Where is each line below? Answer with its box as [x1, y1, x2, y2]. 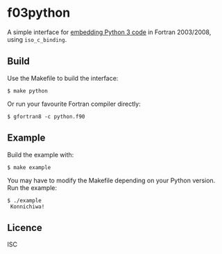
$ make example [7, 164, 51, 171]
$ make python [7, 87, 49, 95]
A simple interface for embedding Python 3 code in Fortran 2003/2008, [7, 28, 212, 36]
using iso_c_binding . [7, 35, 67, 43]
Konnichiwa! [10, 203, 45, 210]
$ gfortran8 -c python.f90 [7, 113, 85, 120]
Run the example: [7, 183, 58, 192]
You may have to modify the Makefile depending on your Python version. [7, 176, 216, 184]
